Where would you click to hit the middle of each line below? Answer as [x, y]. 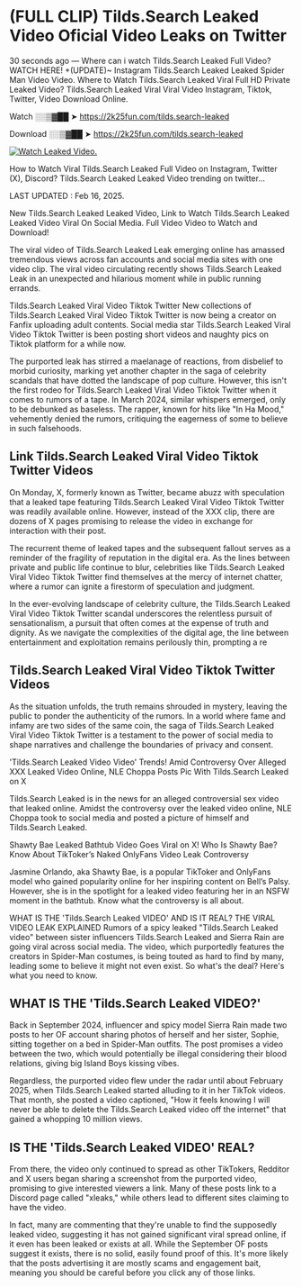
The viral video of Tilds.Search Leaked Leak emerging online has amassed [147, 249]
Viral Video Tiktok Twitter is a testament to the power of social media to [142, 735]
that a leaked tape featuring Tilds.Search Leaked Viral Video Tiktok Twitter [147, 502]
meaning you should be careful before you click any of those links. [133, 1273]
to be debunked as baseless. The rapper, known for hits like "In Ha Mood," [147, 409]
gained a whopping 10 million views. [76, 1119]
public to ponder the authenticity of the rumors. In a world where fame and [147, 716]
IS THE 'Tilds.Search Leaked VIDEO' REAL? [132, 1147]
